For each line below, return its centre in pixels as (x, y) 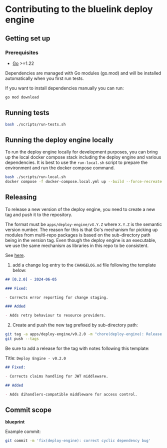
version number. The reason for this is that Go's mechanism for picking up (81, 229)
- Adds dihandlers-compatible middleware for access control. (71, 394)
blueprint (15, 422)
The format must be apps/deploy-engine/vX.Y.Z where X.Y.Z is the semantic (84, 224)
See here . (15, 255)
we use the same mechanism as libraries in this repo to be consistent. (77, 245)
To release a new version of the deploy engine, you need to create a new (80, 209)
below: (19, 270)
